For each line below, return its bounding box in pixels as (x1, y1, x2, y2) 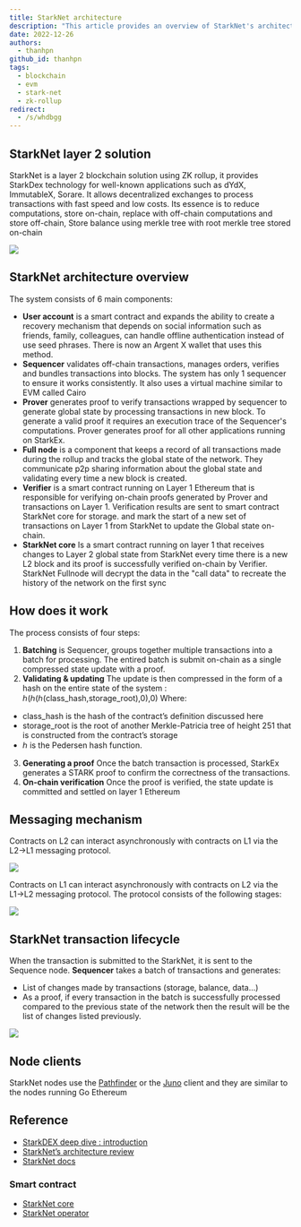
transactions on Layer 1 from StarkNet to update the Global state (21, 520, 260, 531)
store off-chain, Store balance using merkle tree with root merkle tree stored (9, 217, 291, 228)
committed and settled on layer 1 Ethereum (21, 785, 181, 797)
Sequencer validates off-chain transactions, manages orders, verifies (21, 358, 279, 369)
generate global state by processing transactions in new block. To (21, 406, 266, 416)
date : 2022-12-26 (9, 30, 74, 39)
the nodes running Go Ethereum (9, 1087, 127, 1097)
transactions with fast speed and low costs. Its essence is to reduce (9, 198, 260, 209)
